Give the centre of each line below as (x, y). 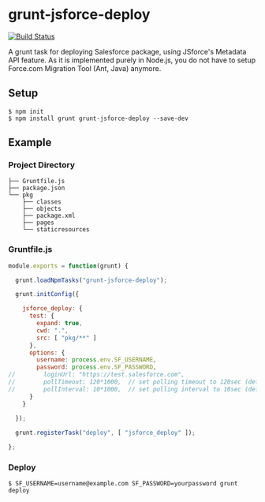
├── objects (42, 209)
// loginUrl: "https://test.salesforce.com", (97, 375)
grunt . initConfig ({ (47, 294)
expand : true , (60, 324)
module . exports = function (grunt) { (68, 266)
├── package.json (37, 188)
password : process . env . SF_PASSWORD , (97, 367)
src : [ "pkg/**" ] (67, 338)
